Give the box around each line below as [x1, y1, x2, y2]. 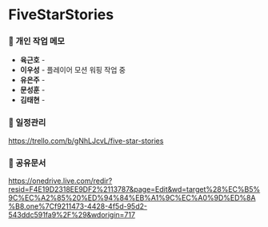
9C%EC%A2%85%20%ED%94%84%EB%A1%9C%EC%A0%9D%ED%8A [8, 193, 256, 203]
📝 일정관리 [8, 117, 46, 129]
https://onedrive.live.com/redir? [8, 176, 113, 185]
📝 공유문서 [8, 157, 46, 169]
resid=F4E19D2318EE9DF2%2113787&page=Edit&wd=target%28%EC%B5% [8, 185, 261, 194]
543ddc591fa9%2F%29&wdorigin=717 [8, 210, 136, 220]
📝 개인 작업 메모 [8, 36, 66, 47]
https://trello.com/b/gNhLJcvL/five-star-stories [8, 136, 164, 145]
